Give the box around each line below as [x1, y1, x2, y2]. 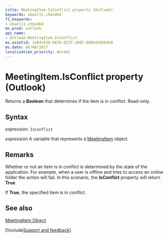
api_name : [5, 31, 26, 36]
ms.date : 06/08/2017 [5, 45, 49, 50]
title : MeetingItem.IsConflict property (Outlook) [5, 7, 113, 13]
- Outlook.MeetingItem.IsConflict [5, 36, 78, 41]
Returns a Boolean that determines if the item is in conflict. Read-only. [5, 98, 150, 104]
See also [5, 204, 33, 212]
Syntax [5, 112, 28, 121]
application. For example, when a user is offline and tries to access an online [5, 169, 163, 175]
